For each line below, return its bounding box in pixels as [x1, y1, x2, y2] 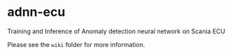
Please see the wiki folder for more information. [7, 40, 145, 48]
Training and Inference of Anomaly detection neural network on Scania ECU [7, 27, 226, 35]
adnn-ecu [7, 4, 66, 20]
